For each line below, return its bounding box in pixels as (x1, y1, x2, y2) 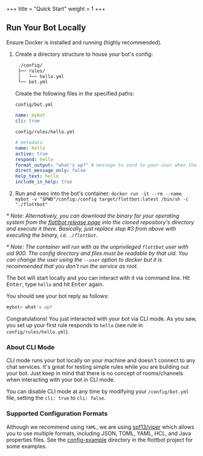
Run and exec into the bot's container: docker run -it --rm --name (14, 190, 182, 197)
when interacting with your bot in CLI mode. (6, 376, 115, 383)
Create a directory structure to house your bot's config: (14, 50, 153, 58)
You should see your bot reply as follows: (6, 292, 109, 300)
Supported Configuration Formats (6, 409, 108, 418)
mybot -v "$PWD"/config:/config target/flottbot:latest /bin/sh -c (14, 196, 188, 202)
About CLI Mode (6, 343, 55, 351)
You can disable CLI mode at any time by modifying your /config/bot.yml (6, 388, 189, 395)
